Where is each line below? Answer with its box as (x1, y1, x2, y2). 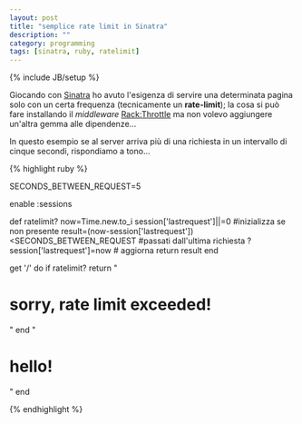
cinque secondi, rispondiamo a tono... (9, 146, 151, 157)
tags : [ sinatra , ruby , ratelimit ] (9, 47, 141, 56)
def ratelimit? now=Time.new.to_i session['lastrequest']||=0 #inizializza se (9, 216, 286, 227)
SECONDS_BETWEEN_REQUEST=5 (9, 181, 141, 192)
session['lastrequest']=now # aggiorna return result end (9, 245, 219, 256)
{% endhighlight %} (9, 404, 83, 414)
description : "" (9, 30, 71, 39)
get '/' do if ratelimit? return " (9, 262, 118, 273)
